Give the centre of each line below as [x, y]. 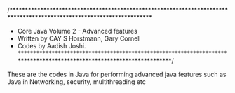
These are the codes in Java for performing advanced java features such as [117, 74]
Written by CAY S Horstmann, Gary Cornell [79, 38]
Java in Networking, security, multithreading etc [76, 82]
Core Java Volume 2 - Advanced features [78, 31]
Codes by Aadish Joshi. [52, 46]
